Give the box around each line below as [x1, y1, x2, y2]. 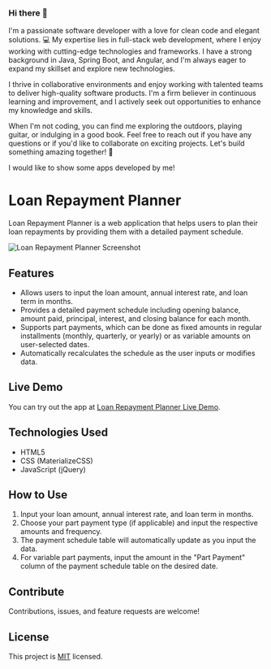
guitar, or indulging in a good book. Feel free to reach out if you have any [8, 130, 252, 140]
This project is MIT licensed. [8, 652, 103, 662]
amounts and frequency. [19, 527, 102, 537]
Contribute [8, 584, 65, 598]
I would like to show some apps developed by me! [8, 163, 175, 173]
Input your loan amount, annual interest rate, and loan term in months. [19, 510, 254, 519]
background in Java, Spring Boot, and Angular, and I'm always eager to [8, 55, 246, 65]
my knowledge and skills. [8, 106, 93, 115]
